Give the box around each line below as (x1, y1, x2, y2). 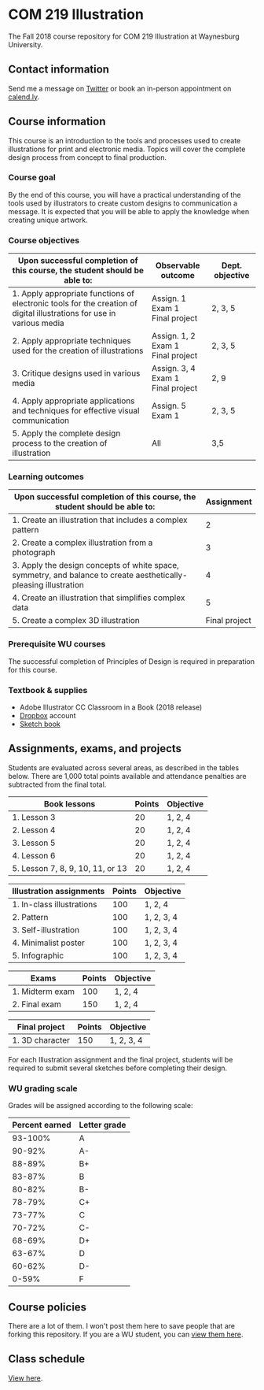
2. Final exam (12, 999, 61, 1010)
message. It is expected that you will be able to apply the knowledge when (8, 206, 250, 216)
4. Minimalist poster (12, 937, 85, 948)
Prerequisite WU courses (8, 639, 106, 650)
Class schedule (8, 1352, 86, 1366)
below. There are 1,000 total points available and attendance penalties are (8, 771, 247, 780)
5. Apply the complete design (12, 428, 121, 439)
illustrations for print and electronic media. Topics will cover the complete (8, 144, 246, 154)
